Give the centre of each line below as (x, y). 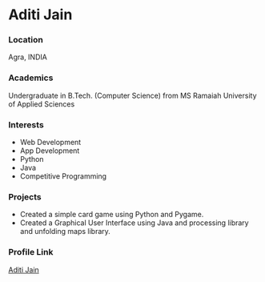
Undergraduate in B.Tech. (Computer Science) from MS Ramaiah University (133, 95)
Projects (25, 197)
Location (26, 40)
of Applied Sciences (42, 104)
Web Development (50, 143)
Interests (26, 124)
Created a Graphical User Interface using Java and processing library (135, 223)
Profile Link (31, 252)
